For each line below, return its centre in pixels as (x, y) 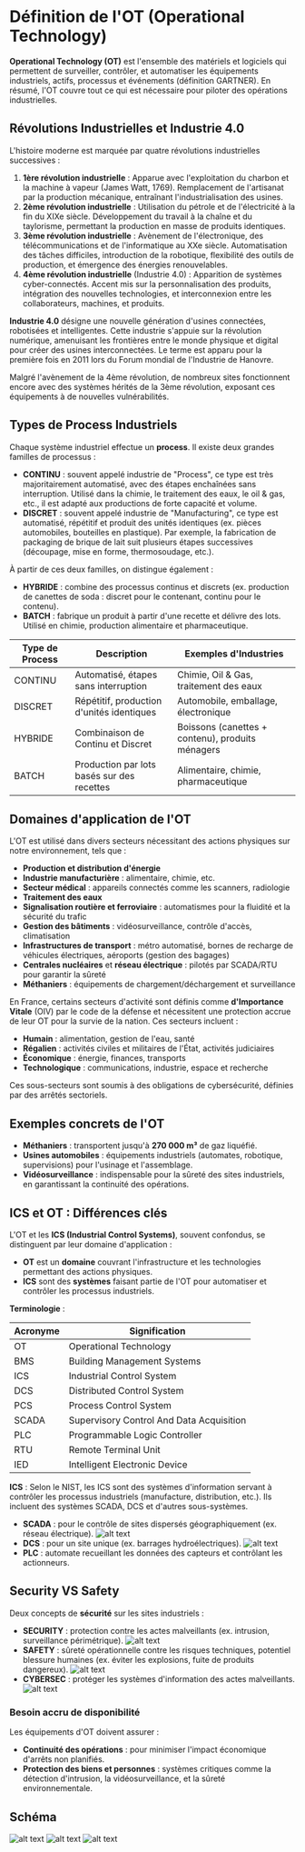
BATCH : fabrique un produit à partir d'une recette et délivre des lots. (152, 616)
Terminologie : (37, 1308)
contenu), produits (216, 738)
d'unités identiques (116, 712)
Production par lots (115, 764)
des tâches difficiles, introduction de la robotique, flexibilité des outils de (158, 255)
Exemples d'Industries (234, 654)
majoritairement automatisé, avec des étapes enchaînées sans (139, 484)
